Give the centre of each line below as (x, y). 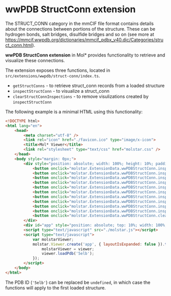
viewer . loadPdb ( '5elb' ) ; (68, 254)
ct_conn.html (19, 45)
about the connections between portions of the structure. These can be (80, 29)
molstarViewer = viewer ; (68, 249)
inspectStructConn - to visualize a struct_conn (61, 91)
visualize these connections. (35, 60)
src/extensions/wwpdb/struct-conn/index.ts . (53, 75)
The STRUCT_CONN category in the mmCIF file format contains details (80, 23)
